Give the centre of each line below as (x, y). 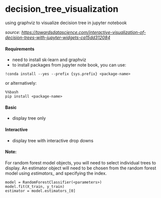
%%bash (12, 92)
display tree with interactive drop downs (53, 140)
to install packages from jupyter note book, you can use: (69, 65)
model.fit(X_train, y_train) (35, 186)
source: (13, 32)
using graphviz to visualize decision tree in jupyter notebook (66, 23)
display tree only (29, 118)
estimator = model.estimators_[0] (40, 191)
